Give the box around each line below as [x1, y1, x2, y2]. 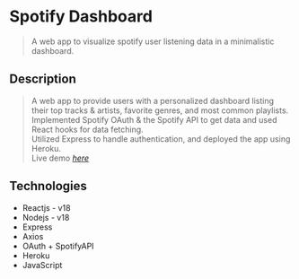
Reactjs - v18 [22, 202, 71, 213]
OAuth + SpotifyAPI [22, 240, 94, 251]
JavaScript [22, 259, 63, 270]
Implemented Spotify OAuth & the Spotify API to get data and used [31, 114, 277, 125]
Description [9, 72, 76, 87]
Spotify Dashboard [9, 6, 153, 27]
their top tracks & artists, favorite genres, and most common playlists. [31, 105, 289, 116]
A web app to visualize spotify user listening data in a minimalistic [31, 36, 275, 47]
